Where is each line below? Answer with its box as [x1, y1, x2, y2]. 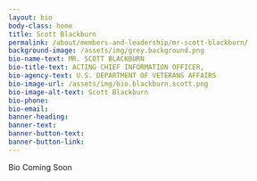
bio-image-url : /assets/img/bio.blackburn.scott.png [8, 79, 209, 88]
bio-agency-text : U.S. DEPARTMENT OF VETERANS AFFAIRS [8, 71, 217, 80]
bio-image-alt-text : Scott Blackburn [8, 87, 149, 96]
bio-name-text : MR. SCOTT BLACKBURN [8, 54, 145, 63]
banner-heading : [8, 112, 69, 121]
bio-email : [8, 104, 49, 113]
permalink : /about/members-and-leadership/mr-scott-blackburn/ [8, 37, 249, 47]
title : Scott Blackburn [8, 29, 97, 38]
